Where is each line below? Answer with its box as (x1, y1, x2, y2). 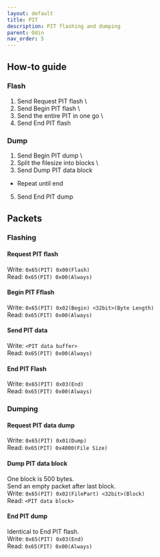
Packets (7, 212, 42, 224)
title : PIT (7, 16, 38, 23)
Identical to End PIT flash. (7, 527, 79, 535)
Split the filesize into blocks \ (16, 159, 98, 167)
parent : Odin (7, 29, 44, 36)
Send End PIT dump (16, 193, 74, 201)
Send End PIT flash (16, 119, 71, 127)
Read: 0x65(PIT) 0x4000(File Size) (7, 443, 108, 452)
